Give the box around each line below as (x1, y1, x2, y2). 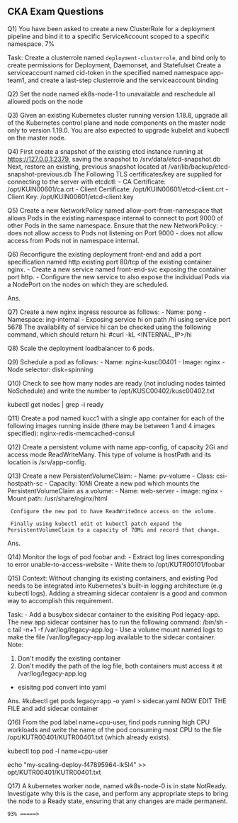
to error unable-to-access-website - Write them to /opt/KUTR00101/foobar (7, 560, 225, 569)
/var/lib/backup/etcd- (168, 162, 231, 171)
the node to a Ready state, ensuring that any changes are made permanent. (7, 797, 228, 805)
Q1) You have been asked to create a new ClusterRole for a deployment (7, 24, 215, 33)
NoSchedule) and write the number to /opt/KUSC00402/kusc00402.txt (7, 386, 215, 395)
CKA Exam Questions (7, 6, 104, 18)
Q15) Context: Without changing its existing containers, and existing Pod (7, 573, 218, 582)
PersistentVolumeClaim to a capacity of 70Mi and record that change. (7, 526, 220, 534)
